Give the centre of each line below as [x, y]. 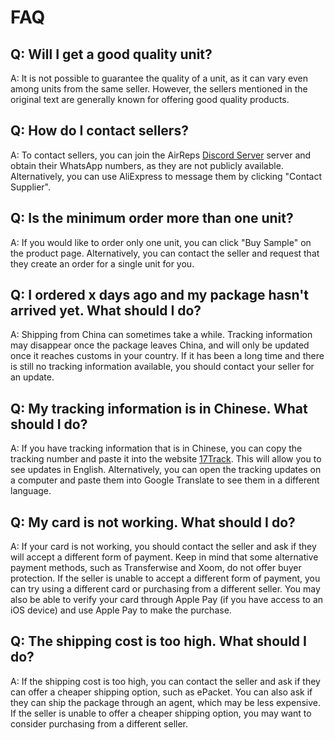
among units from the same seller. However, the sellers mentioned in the [159, 89]
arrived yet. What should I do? [106, 311]
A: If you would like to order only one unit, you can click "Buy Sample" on [161, 242]
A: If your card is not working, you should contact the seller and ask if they [163, 547]
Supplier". [31, 187]
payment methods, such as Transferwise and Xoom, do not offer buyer [156, 568]
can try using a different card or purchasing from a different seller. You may [165, 589]
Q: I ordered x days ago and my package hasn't [159, 295]
